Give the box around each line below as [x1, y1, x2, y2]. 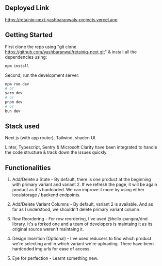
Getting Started [5, 31, 53, 39]
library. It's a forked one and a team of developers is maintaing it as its [12, 221, 153, 227]
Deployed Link [5, 4, 49, 12]
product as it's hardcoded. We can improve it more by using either [12, 187, 145, 193]
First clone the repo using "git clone [5, 44, 77, 50]
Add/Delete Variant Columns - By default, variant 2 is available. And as [12, 201, 153, 207]
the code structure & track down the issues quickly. [5, 150, 108, 155]
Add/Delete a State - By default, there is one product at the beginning [12, 177, 151, 183]
